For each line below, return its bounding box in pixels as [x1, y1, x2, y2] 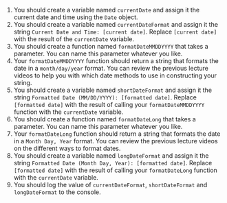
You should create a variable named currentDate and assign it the [13, 6, 200, 14]
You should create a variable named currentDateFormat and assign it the [13, 21, 219, 28]
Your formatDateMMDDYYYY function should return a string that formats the [13, 57, 219, 64]
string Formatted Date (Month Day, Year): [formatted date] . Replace [13, 159, 213, 167]
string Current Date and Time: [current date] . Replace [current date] [13, 27, 217, 36]
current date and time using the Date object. [13, 13, 139, 21]
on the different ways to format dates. [13, 144, 121, 152]
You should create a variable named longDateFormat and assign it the [13, 152, 209, 160]
